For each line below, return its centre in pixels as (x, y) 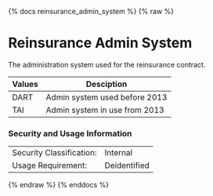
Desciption (106, 84)
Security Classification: (54, 153)
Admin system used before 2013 (106, 97)
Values (25, 84)
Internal (119, 153)
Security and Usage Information (70, 133)
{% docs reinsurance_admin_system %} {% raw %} (91, 11)
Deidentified (127, 165)
